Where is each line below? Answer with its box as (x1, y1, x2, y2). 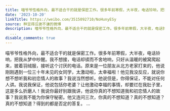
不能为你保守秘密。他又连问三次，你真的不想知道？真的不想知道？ (27, 94, 165, 100)
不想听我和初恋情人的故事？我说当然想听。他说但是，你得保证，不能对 (9, 75, 156, 81)
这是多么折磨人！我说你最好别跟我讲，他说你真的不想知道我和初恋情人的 (5, 88, 156, 94)
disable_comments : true (5, 36, 56, 41)
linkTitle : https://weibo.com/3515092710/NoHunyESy (5, 17, 116, 22)
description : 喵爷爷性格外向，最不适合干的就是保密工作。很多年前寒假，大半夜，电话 (5, 26, 163, 31)
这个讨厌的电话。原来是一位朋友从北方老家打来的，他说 (49, 63, 165, 69)
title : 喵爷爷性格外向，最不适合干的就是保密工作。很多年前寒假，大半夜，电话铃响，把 (5, 7, 164, 13)
